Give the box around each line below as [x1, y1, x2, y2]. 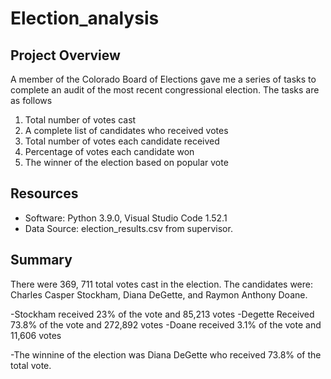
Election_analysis [10, 7, 160, 30]
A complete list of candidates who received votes [24, 125, 229, 136]
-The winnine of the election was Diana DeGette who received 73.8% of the [10, 348, 322, 361]
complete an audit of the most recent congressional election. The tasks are [10, 84, 320, 96]
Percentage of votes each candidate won [24, 146, 195, 157]
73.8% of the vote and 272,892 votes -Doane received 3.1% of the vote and [10, 318, 322, 331]
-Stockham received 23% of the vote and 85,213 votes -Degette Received [10, 308, 315, 320]
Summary [10, 252, 73, 269]
